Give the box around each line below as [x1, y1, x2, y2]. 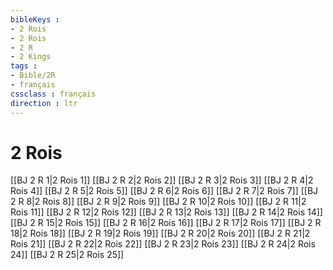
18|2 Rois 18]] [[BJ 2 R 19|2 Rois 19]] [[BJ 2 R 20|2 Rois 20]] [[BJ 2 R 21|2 [10, 227, 311, 240]
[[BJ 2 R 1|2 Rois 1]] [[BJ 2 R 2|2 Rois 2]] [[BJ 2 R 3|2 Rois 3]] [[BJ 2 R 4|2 [10, 174, 314, 186]
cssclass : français [10, 89, 97, 99]
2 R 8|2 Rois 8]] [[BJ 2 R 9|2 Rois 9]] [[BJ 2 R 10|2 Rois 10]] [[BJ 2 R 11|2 [10, 196, 307, 208]
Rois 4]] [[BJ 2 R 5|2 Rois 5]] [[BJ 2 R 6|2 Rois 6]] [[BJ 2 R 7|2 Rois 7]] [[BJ [10, 185, 319, 197]
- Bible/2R [10, 71, 56, 81]
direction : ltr [10, 98, 78, 108]
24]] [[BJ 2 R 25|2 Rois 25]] [10, 249, 125, 261]
